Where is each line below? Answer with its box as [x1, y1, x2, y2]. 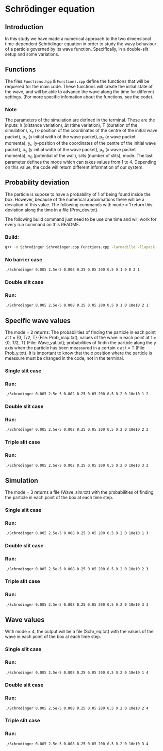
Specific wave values [5, 316, 71, 325]
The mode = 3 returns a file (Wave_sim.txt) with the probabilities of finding [5, 489, 154, 495]
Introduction [5, 23, 44, 31]
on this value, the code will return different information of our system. [5, 164, 144, 170]
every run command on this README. [5, 221, 80, 227]
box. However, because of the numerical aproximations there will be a [5, 196, 145, 202]
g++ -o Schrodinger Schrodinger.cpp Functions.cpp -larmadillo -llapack [5, 245, 155, 250]
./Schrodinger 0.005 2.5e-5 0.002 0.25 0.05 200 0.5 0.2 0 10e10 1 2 [5, 391, 149, 397]
